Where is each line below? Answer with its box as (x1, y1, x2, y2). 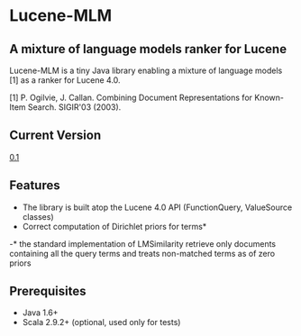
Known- (253, 92, 284, 103)
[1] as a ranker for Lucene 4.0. (9, 75, 121, 86)
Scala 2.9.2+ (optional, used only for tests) (22, 317, 181, 328)
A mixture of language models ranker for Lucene (9, 41, 287, 57)
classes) (22, 211, 54, 222)
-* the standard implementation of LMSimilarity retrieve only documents (9, 238, 277, 249)
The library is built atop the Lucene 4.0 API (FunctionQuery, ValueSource (22, 202, 293, 213)
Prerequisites (9, 284, 87, 299)
